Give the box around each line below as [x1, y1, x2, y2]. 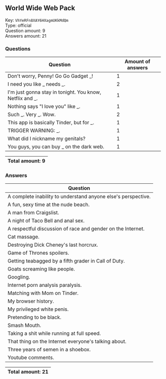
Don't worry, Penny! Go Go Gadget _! [7, 73, 93, 80]
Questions [5, 45, 31, 52]
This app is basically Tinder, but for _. [7, 119, 94, 126]
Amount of [124, 58, 151, 65]
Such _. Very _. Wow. [7, 111, 56, 118]
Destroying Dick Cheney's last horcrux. [7, 241, 98, 248]
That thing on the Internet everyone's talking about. [7, 338, 127, 345]
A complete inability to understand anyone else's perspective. [7, 193, 151, 200]
